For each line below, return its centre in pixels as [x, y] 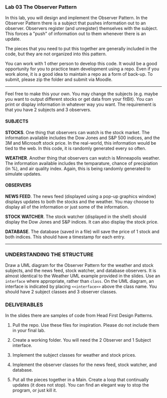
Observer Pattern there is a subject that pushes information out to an [76, 23]
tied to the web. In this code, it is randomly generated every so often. [76, 148]
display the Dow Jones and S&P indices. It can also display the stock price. [82, 222]
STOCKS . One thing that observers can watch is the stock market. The [78, 132]
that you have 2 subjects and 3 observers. [48, 110]
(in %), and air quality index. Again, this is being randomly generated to [78, 169]
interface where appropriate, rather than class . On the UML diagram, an [80, 281]
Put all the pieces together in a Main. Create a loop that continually [81, 380]
